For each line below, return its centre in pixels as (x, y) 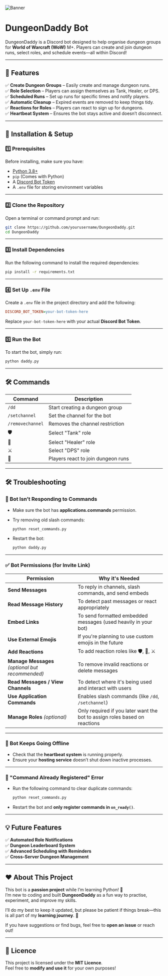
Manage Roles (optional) (37, 717)
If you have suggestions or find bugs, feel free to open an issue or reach (80, 925)
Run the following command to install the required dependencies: (72, 262)
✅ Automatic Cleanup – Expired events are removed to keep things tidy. (79, 102)
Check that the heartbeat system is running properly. (68, 754)
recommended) (26, 673)
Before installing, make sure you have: (44, 162)
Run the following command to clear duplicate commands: (72, 788)
